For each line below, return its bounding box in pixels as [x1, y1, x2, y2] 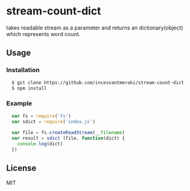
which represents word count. [6, 30, 81, 37]
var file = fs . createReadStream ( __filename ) [11, 130, 125, 136]
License [6, 163, 37, 174]
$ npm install [11, 85, 47, 91]
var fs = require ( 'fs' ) [11, 113, 71, 119]
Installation [6, 66, 40, 74]
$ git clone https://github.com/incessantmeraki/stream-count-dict [11, 79, 185, 85]
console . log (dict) [17, 141, 63, 147]
